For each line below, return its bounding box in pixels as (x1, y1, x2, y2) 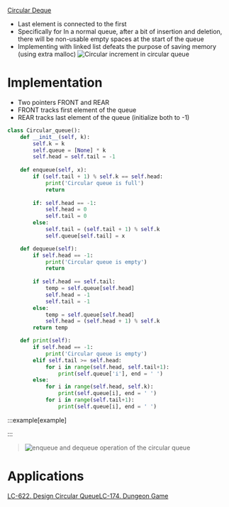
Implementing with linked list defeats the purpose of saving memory (17, 43, 217, 50)
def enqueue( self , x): (20, 167, 87, 174)
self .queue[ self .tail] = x (45, 232, 125, 240)
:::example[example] (7, 416, 67, 424)
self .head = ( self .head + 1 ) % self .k (45, 318, 160, 325)
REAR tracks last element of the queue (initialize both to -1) (17, 113, 190, 121)
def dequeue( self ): (20, 245, 78, 252)
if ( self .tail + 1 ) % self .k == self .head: (33, 173, 163, 180)
